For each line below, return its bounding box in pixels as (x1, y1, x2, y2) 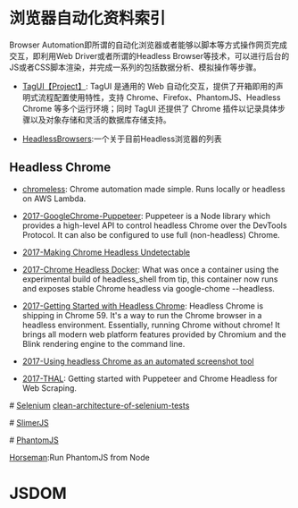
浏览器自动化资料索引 (9, 8, 167, 29)
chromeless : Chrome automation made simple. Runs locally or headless (21, 183, 286, 194)
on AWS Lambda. (21, 193, 87, 204)
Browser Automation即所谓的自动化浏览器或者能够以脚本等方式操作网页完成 (9, 39, 288, 50)
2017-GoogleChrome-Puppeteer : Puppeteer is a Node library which (21, 210, 270, 221)
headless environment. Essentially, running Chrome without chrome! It (21, 319, 281, 330)
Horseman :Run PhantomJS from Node (9, 452, 150, 462)
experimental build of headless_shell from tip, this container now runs (21, 274, 278, 284)
